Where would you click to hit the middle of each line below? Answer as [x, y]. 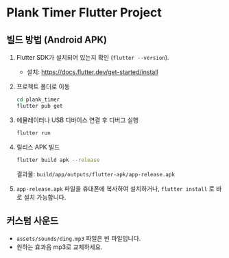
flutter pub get [39, 106]
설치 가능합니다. [45, 197]
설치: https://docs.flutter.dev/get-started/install [92, 72]
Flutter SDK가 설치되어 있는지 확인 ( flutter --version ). [93, 57]
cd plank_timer [38, 99]
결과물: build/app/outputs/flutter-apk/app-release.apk [96, 174]
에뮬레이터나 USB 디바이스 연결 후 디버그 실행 [77, 120]
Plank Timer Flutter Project [84, 13]
